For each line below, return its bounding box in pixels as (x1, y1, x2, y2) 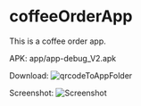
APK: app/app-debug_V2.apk (9, 53, 117, 63)
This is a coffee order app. (9, 36, 107, 46)
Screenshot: (9, 87, 54, 98)
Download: (9, 69, 49, 81)
